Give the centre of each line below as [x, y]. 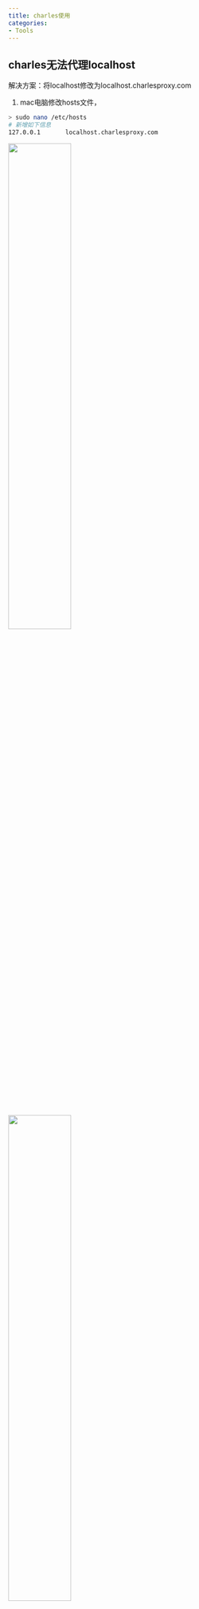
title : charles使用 [39, 16]
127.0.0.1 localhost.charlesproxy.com [83, 132]
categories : [28, 23]
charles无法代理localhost [72, 65]
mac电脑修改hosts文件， [60, 102]
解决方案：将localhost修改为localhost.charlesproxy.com [100, 85]
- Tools [21, 30]
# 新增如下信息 [30, 125]
